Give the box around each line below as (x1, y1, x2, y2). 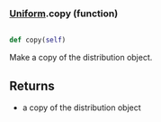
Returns (9, 78, 56, 93)
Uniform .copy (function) (9, 7, 119, 20)
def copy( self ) (9, 35, 67, 45)
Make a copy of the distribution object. (9, 52, 153, 63)
